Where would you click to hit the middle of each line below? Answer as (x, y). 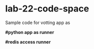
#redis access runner (28, 42)
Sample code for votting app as (38, 22)
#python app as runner (30, 32)
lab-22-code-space (47, 9)
